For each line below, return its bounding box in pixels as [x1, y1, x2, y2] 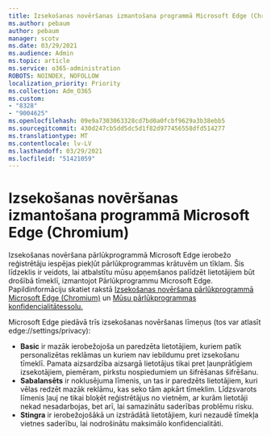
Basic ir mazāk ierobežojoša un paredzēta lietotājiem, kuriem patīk [19, 342, 242, 351]
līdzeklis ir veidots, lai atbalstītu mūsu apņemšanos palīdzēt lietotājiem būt [8, 267, 256, 277]
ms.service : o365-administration [8, 65, 121, 73]
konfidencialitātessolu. [8, 302, 83, 312]
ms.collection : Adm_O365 [8, 86, 92, 95]
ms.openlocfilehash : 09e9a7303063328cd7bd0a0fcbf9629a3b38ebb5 [8, 117, 226, 125]
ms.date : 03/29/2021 [8, 42, 78, 50]
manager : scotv [8, 34, 60, 43]
